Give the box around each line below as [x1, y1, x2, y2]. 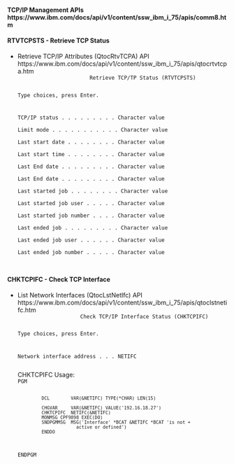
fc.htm [17, 305, 36, 314]
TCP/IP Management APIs [7, 6, 84, 14]
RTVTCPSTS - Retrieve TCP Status [7, 36, 110, 45]
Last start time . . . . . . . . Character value [17, 151, 166, 158]
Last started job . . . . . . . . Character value [17, 188, 168, 195]
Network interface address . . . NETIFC [17, 353, 137, 360]
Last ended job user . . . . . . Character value [17, 237, 166, 244]
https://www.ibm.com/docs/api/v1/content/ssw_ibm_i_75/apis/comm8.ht [7, 13, 227, 21]
